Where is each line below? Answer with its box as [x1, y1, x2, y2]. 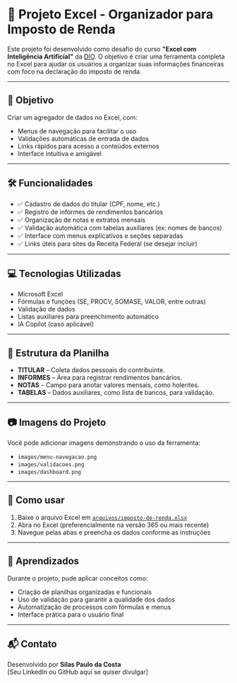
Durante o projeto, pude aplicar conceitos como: [7, 574, 148, 582]
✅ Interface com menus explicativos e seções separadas [17, 231, 183, 239]
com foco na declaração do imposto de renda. [7, 67, 142, 76]
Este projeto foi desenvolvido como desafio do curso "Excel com [7, 44, 197, 53]
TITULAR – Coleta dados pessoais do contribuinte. [17, 366, 166, 374]
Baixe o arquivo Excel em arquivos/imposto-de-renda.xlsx [17, 513, 188, 521]
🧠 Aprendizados [7, 555, 80, 567]
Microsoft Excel [17, 290, 63, 299]
